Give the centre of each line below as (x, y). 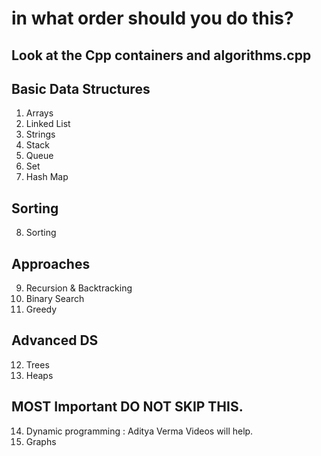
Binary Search (55, 299)
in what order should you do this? (152, 18)
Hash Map (47, 177)
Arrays (39, 113)
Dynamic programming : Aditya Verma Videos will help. (139, 431)
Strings (40, 134)
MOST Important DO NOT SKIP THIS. (127, 407)
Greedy (41, 309)
